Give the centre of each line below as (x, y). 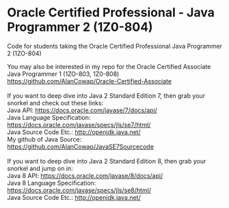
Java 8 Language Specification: (52, 183)
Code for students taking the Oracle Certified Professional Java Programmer (115, 46)
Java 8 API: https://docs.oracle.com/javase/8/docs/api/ (85, 175)
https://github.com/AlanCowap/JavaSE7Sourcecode (80, 146)
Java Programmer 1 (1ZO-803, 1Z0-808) (63, 74)
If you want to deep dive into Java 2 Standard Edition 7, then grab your (106, 95)
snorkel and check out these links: (55, 103)
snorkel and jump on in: (40, 168)
